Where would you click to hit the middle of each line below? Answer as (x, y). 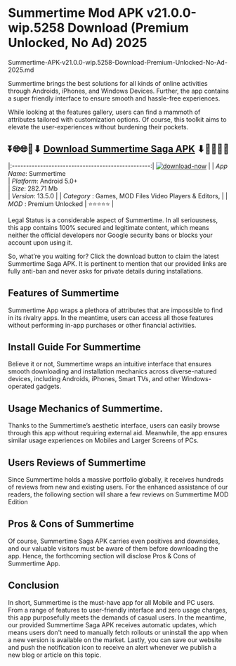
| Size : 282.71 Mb (33, 188)
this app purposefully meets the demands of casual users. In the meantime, (117, 617)
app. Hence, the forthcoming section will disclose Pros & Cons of (102, 556)
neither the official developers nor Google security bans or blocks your (110, 235)
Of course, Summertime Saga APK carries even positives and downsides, (114, 541)
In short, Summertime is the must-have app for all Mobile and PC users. (111, 602)
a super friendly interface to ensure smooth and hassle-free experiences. (114, 98)
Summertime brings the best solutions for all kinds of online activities (108, 83)
